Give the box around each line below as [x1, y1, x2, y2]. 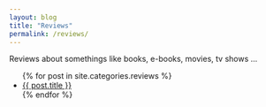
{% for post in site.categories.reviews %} [21, 71, 172, 81]
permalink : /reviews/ [9, 29, 89, 38]
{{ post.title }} [21, 80, 72, 91]
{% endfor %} [21, 89, 73, 100]
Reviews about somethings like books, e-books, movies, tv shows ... [9, 54, 258, 65]
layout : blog [9, 12, 57, 22]
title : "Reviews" [9, 21, 73, 30]
